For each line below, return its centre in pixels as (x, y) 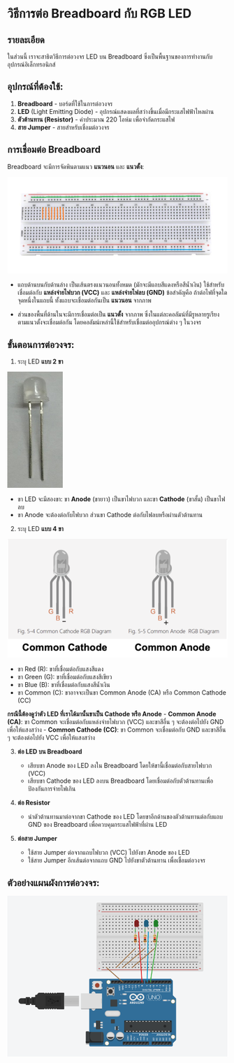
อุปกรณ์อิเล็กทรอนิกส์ (31, 64)
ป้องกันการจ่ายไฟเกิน (52, 789)
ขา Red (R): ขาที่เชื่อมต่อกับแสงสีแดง (60, 669)
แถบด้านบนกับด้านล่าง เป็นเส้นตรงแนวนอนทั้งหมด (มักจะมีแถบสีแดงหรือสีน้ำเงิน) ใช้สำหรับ (121, 284)
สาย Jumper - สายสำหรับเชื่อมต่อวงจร (63, 127)
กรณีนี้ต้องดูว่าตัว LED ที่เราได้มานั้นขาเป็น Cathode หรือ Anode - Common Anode (112, 714)
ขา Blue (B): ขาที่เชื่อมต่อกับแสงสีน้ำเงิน (64, 685)
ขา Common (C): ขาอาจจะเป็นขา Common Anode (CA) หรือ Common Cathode (122, 693)
